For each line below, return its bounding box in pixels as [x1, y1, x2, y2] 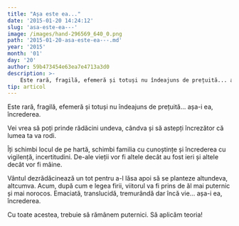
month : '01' [7, 50, 43, 58]
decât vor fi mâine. [7, 161, 63, 169]
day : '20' [7, 57, 37, 64]
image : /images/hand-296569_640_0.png [7, 30, 122, 38]
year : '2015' [7, 43, 46, 50]
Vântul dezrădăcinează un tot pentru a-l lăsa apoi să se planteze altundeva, [7, 174, 228, 183]
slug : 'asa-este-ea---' [7, 23, 78, 31]
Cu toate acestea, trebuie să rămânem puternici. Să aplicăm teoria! [7, 210, 203, 219]
